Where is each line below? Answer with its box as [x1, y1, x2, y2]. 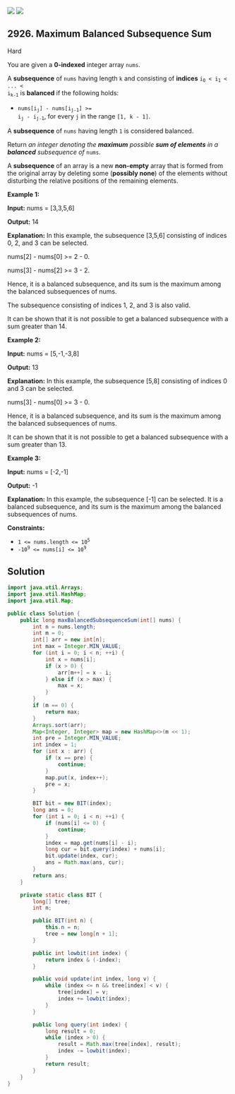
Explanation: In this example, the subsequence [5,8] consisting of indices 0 [7, 377, 227, 385]
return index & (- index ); [44, 956, 121, 963]
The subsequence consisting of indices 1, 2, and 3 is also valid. [7, 301, 191, 310]
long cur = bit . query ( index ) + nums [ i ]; [44, 846, 166, 853]
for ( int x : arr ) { [32, 748, 93, 755]
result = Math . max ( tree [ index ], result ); [57, 1041, 181, 1048]
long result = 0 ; [44, 1028, 97, 1035]
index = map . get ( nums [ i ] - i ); [44, 839, 138, 846]
